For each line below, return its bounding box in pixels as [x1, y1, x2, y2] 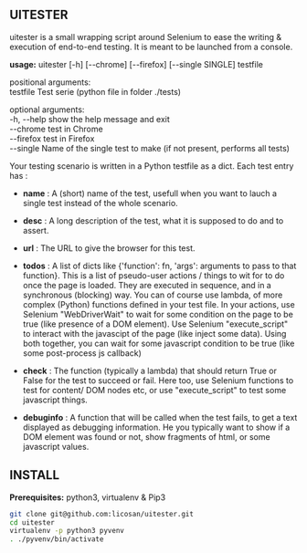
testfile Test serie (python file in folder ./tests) [9, 86, 181, 97]
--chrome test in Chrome [9, 123, 103, 134]
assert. [22, 224, 49, 235]
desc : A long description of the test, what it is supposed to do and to [22, 214, 284, 226]
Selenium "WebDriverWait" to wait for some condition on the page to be [22, 308, 294, 319]
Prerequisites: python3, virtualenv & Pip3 [9, 492, 166, 503]
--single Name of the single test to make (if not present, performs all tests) [9, 142, 291, 153]
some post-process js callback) [22, 347, 142, 359]
